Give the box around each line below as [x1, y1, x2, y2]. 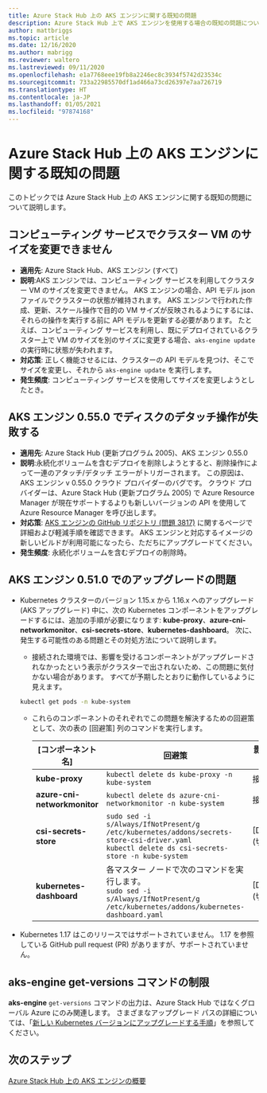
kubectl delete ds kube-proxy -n [106, 770, 233, 779]
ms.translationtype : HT [8, 85, 87, 94]
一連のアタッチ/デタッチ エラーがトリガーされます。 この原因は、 [33, 467, 249, 478]
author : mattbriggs [8, 26, 73, 34]
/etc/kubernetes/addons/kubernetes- [106, 903, 245, 911]
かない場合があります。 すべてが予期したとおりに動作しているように [31, 672, 256, 681]
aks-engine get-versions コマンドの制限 [8, 975, 210, 989]
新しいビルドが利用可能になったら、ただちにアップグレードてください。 [19, 537, 257, 547]
